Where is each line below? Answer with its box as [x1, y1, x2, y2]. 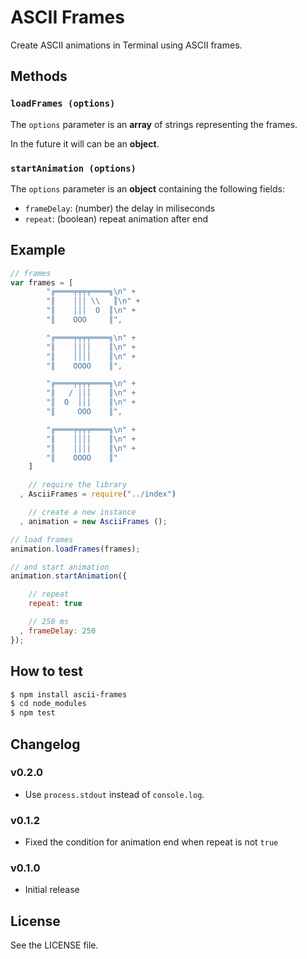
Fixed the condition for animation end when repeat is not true [24, 836, 279, 848]
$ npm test [10, 708, 56, 718]
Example [10, 242, 66, 259]
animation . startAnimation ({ [10, 571, 128, 581]
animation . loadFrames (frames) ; [10, 544, 141, 554]
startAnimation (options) [10, 162, 137, 174]
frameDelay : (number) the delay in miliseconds [24, 202, 216, 214]
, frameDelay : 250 [19, 626, 97, 636]
